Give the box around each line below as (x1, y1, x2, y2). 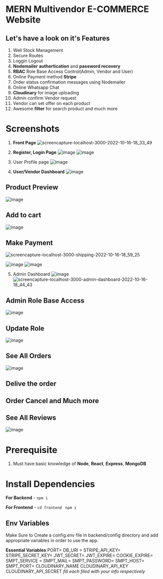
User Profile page (12, 159, 49, 165)
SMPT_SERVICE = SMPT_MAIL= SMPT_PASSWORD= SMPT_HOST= (5, 558, 145, 564)
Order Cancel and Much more (5, 396, 99, 405)
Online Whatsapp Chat (12, 84, 59, 90)
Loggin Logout (12, 58, 43, 63)
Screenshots (5, 123, 60, 134)
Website (5, 14, 41, 25)
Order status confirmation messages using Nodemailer (12, 79, 126, 85)
